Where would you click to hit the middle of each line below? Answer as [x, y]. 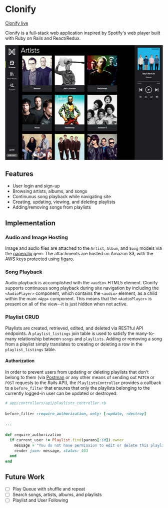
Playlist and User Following [40, 500]
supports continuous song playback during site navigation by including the [82, 288]
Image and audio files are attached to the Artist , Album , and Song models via [83, 248]
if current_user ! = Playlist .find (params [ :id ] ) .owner [67, 440]
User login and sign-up [36, 186]
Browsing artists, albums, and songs [50, 191]
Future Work [25, 477]
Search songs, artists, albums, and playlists [57, 494]
